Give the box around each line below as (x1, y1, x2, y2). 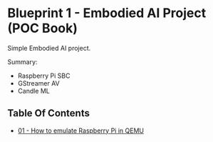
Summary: (7, 57, 38, 66)
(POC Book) (7, 20, 78, 36)
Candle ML (17, 86, 50, 95)
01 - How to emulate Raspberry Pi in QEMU (17, 126, 145, 135)
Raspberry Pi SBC (17, 71, 71, 80)
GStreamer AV (17, 78, 60, 87)
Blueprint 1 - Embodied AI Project (7, 5, 207, 21)
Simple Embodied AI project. (7, 44, 91, 52)
